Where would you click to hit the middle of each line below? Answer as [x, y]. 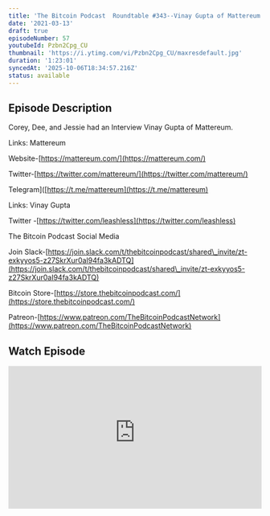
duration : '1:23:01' [43, 61]
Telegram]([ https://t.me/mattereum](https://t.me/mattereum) [108, 190]
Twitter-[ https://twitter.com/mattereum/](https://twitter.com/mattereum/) [128, 174]
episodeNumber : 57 [39, 38]
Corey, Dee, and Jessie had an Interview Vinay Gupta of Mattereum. [121, 127]
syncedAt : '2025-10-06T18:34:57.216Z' [73, 68]
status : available [39, 76]
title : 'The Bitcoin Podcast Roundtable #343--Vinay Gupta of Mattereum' [136, 16]
